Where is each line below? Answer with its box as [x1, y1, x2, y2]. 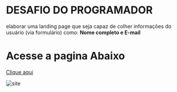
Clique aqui [6, 68, 34, 76]
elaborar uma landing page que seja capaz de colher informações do [6, 23, 172, 30]
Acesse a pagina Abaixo [6, 49, 125, 63]
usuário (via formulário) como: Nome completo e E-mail [6, 29, 141, 36]
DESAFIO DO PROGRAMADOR [6, 3, 153, 17]
